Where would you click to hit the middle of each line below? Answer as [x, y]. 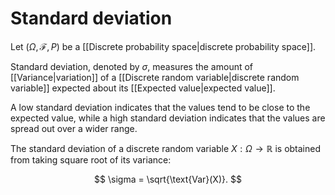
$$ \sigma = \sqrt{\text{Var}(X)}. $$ [168, 179]
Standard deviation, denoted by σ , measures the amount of [132, 66]
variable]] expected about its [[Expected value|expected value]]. [143, 88]
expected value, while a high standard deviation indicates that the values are [168, 118]
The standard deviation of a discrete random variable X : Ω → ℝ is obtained [166, 148]
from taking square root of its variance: [91, 159]
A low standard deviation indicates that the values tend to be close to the [160, 107]
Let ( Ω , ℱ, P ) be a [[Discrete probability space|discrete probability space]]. [163, 46]
